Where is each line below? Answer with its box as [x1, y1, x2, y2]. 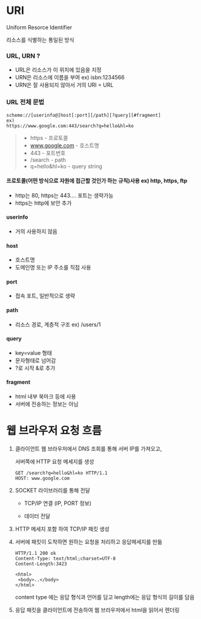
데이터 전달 [24, 512, 50, 520]
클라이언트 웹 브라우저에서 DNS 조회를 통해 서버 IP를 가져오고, [15, 445, 162, 452]
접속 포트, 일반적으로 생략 [15, 292, 76, 300]
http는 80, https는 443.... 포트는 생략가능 [15, 191, 114, 199]
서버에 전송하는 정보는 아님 [15, 400, 79, 408]
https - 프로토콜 [30, 134, 68, 141]
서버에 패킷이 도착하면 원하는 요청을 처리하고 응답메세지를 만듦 [15, 538, 162, 545]
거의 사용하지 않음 [15, 228, 58, 235]
